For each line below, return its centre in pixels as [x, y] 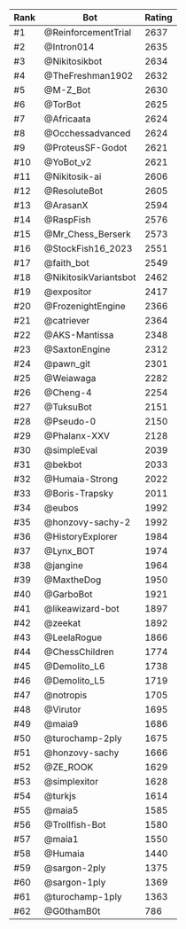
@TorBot [62, 104]
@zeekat [62, 623]
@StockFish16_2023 [88, 249]
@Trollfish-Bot [75, 825]
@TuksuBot [68, 407]
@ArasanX [66, 205]
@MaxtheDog [73, 580]
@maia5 [61, 810]
